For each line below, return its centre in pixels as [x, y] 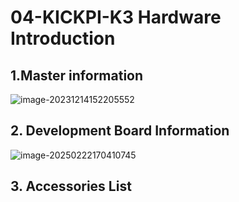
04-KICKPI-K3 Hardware [116, 17]
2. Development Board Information [120, 131]
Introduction [63, 38]
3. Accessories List [71, 186]
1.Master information [77, 75]
